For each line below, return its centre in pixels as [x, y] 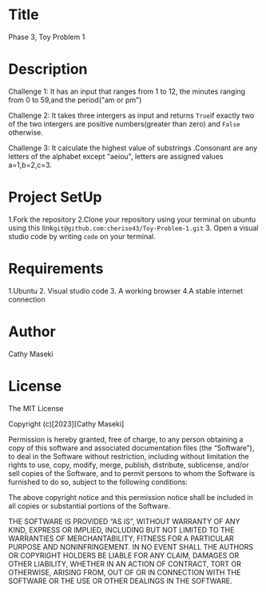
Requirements [56, 269]
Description [48, 69]
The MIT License [36, 408]
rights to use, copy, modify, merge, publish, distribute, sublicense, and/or [129, 465]
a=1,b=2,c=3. [30, 165]
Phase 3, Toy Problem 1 [47, 37]
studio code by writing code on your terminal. [82, 236]
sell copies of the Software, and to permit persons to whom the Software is [132, 473]
